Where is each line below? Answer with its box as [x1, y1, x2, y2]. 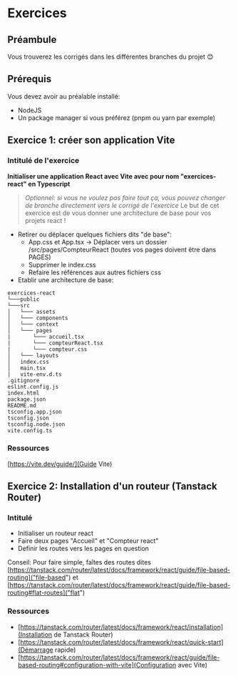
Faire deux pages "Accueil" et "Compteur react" [17, 537, 159, 545]
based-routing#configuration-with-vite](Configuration [17, 660, 177, 669]
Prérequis [7, 73, 52, 85]
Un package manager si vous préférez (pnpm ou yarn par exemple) [17, 113, 216, 122]
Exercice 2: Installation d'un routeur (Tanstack [7, 480, 217, 492]
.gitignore [7, 377, 40, 384]
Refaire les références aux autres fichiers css [28, 268, 162, 277]
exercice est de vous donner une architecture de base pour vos [24, 209, 212, 217]
